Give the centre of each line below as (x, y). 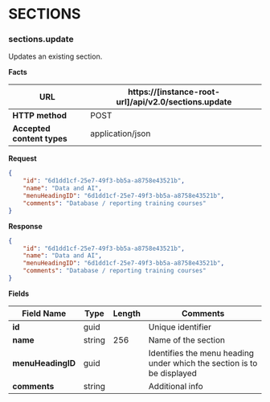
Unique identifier (180, 326)
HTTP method (39, 116)
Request (23, 158)
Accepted (31, 129)
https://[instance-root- (174, 92)
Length (127, 313)
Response (25, 226)
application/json (121, 133)
